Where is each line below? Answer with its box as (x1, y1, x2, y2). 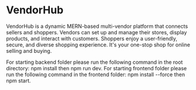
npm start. (6, 77, 31, 84)
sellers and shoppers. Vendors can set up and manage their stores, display (6, 28, 187, 35)
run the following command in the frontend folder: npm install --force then (6, 71, 185, 78)
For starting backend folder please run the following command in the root (6, 59, 183, 66)
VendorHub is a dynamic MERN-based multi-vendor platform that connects (6, 23, 188, 30)
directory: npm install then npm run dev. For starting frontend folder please (6, 64, 187, 71)
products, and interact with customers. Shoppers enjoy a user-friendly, (6, 35, 178, 42)
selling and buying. (6, 47, 52, 54)
